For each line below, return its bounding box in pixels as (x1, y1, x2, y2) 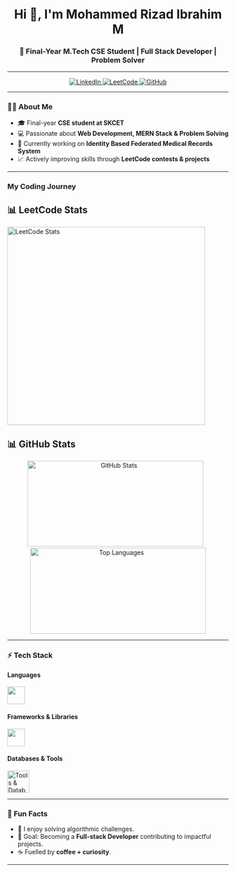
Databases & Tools (7, 754, 63, 763)
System (17, 147, 41, 155)
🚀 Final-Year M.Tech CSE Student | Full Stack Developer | (19, 46, 217, 56)
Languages (7, 671, 41, 679)
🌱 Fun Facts (7, 809, 48, 818)
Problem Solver (91, 56, 145, 66)
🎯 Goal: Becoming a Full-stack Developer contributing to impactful (17, 833, 212, 841)
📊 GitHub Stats (7, 438, 76, 450)
